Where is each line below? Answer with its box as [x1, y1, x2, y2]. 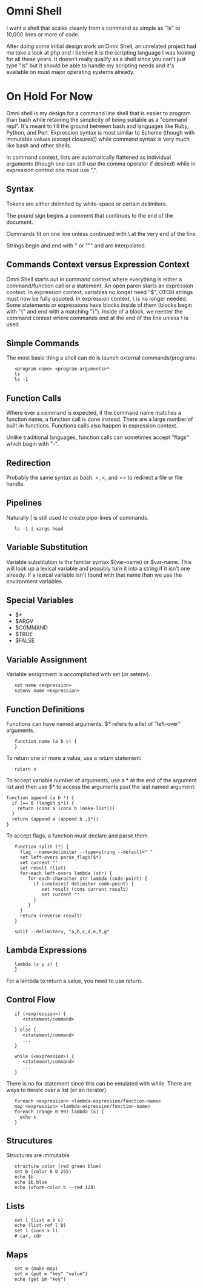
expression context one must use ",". [6, 166, 98, 173]
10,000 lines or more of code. [6, 30, 80, 38]
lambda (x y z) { [14, 961, 59, 967]
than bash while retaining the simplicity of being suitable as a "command [6, 116, 188, 123]
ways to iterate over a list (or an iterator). [6, 1086, 108, 1093]
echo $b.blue [14, 1179, 47, 1186]
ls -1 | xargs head [14, 526, 64, 532]
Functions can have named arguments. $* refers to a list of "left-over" [6, 720, 181, 727]
